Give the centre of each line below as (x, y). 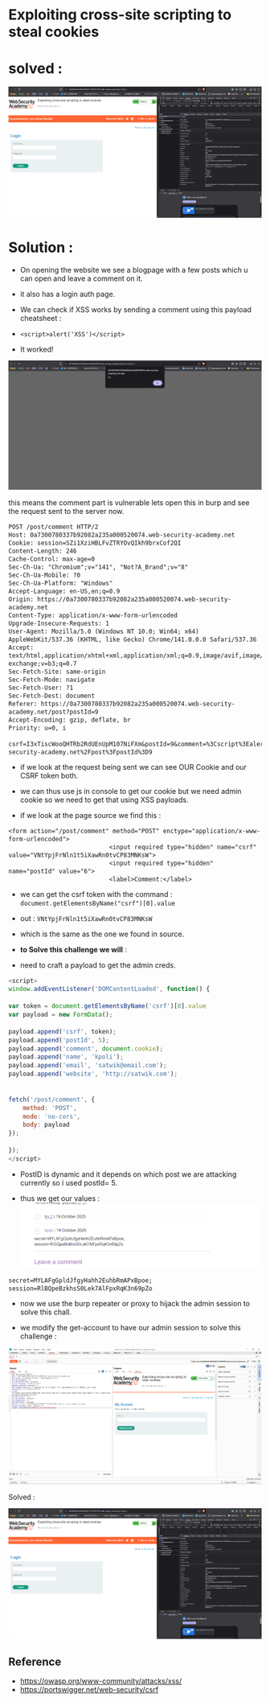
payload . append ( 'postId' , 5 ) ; (59, 1040)
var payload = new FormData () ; (61, 1015)
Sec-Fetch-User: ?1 (41, 688)
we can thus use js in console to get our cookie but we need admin (131, 791)
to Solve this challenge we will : (73, 949)
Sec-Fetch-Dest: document (51, 696)
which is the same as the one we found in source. (102, 934)
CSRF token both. (49, 775)
